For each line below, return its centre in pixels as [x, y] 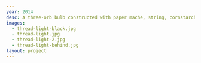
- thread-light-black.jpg [44, 28]
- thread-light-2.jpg [39, 40]
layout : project [26, 51]
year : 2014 [20, 12]
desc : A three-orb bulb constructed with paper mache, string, [87, 17]
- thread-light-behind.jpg [45, 46]
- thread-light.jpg [36, 34]
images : [16, 23]
